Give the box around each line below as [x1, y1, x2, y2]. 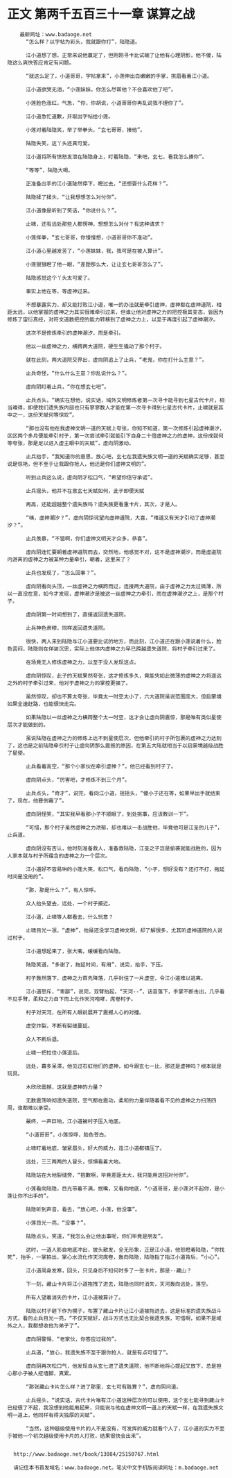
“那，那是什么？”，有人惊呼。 [25, 887, 99, 893]
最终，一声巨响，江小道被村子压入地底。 [25, 1118, 124, 1125]
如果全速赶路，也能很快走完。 [7, 700, 80, 707]
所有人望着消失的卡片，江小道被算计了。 [25, 1294, 124, 1301]
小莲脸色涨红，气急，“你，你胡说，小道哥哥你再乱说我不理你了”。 [25, 99, 187, 106]
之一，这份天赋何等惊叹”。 [12, 411, 78, 419]
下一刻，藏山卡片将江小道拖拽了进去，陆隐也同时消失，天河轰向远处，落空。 [25, 1280, 212, 1288]
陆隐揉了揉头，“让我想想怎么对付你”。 [25, 194, 120, 201]
